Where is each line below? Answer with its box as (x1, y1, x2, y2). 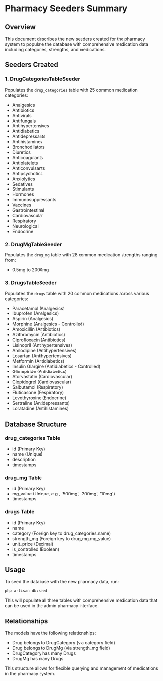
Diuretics (12, 149, 31, 155)
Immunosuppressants (12, 196, 57, 202)
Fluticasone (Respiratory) (12, 390, 64, 396)
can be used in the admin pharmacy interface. (5, 603, 99, 609)
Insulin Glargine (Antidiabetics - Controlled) (12, 363, 101, 370)
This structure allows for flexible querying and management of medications (5, 665, 158, 671)
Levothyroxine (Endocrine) (12, 395, 67, 401)
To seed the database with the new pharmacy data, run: (5, 579, 119, 585)
